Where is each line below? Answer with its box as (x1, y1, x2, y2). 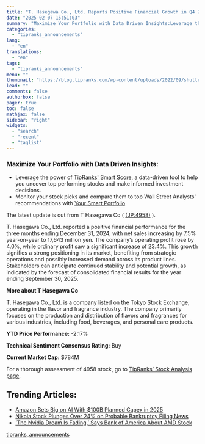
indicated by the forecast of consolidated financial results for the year (6, 269, 182, 276)
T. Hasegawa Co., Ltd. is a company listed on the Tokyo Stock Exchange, (6, 299, 190, 306)
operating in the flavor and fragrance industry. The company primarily (6, 305, 182, 313)
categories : (6, 26, 37, 32)
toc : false (6, 105, 34, 112)
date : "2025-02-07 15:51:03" (6, 15, 81, 21)
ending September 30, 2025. (6, 275, 79, 283)
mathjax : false (6, 111, 45, 117)
